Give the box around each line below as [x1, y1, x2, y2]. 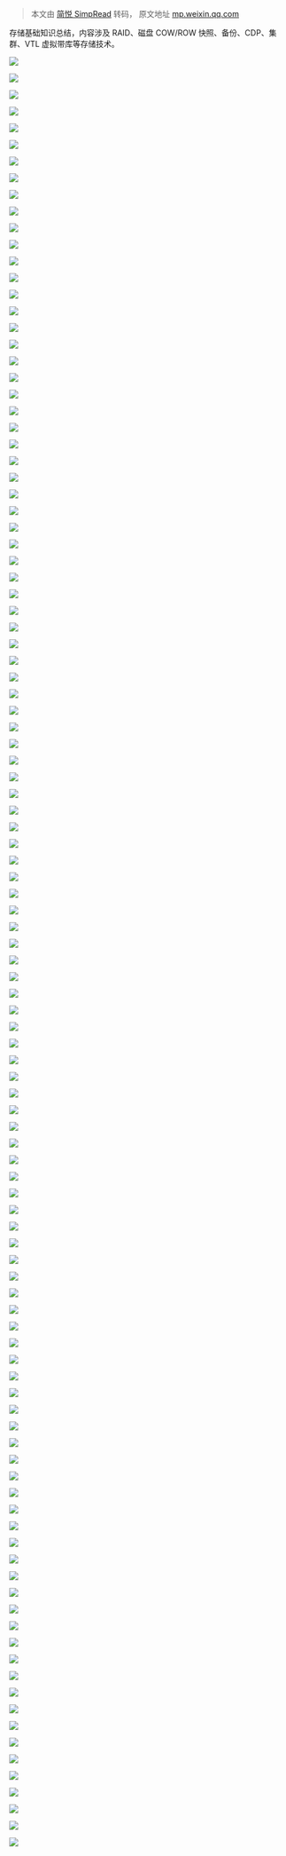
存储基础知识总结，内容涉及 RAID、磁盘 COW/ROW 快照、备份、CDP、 [9, 28, 269, 38]
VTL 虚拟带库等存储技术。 [24, 39, 120, 49]
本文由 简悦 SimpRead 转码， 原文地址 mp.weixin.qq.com [30, 9, 240, 19]
